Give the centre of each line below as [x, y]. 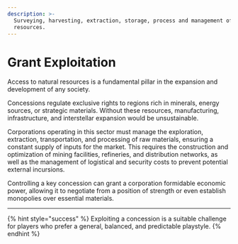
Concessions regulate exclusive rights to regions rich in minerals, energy [113, 103]
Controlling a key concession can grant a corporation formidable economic [117, 183]
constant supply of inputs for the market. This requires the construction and [118, 147]
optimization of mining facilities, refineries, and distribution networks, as [113, 155]
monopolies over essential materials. [61, 199]
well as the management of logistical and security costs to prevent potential [118, 162]
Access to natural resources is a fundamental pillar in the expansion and [113, 82]
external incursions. [36, 170]
